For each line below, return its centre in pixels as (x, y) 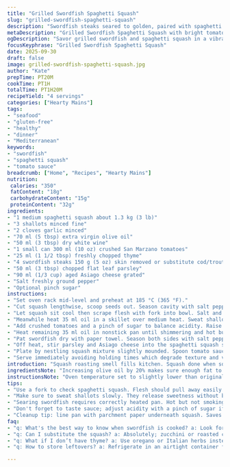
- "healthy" (24, 128)
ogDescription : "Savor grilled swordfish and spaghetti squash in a (107, 39)
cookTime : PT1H (29, 84)
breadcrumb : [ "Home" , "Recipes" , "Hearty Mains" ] (79, 173)
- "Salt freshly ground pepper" (53, 281)
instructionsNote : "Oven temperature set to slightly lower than (102, 377)
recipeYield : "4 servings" (46, 97)
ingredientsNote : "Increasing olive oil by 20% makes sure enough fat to (115, 370)
